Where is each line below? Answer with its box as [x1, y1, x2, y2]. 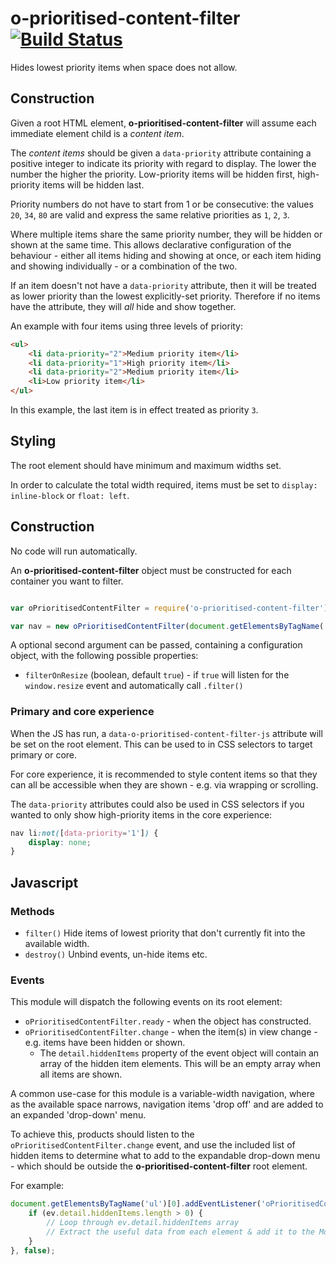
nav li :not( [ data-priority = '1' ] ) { [10, 828, 159, 838]
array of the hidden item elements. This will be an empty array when [39, 1058, 321, 1070]
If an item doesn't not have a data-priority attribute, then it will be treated [10, 279, 317, 291]
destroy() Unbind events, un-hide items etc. [24, 948, 208, 960]
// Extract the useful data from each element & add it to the [46, 1227, 315, 1237]
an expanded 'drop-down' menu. [10, 1109, 147, 1121]
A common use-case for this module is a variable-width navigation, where [10, 1088, 315, 1100]
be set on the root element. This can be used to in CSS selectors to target [10, 738, 313, 750]
